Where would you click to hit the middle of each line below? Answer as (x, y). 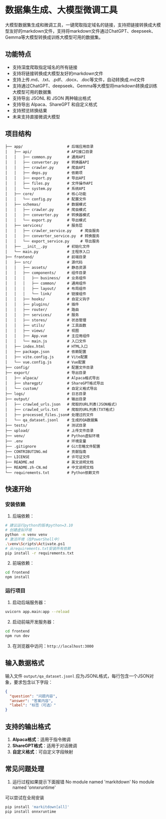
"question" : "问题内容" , (34, 696)
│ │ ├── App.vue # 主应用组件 (48, 336)
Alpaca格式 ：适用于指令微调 (41, 740)
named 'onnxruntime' (34, 787)
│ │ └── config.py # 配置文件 (46, 199)
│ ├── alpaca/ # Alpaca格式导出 (52, 378)
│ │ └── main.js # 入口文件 (46, 341)
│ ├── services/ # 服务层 (44, 225)
